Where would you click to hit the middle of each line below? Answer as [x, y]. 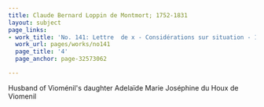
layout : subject [35, 23]
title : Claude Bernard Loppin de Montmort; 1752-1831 [98, 15]
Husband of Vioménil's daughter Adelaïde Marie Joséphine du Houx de [123, 87]
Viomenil [22, 96]
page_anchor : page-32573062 [61, 59]
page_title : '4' [42, 52]
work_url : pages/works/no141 [63, 45]
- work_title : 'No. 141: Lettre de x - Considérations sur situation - [130, 37]
